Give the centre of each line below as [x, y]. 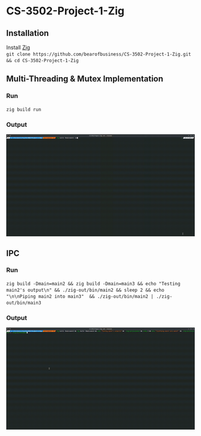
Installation [28, 33]
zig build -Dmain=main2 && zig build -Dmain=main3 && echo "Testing [93, 283]
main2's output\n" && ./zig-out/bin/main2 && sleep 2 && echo [85, 290]
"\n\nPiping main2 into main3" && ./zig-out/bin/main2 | [80, 296]
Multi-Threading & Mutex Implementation [85, 79]
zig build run [24, 109]
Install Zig [18, 47]
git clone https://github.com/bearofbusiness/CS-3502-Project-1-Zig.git [99, 54]
